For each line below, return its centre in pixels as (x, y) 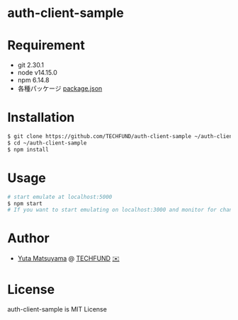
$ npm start (25, 203)
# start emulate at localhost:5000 (60, 197)
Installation (41, 118)
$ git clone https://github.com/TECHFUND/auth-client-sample (100, 137)
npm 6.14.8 (33, 80)
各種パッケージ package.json (60, 88)
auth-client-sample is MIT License (57, 309)
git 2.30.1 (31, 65)
